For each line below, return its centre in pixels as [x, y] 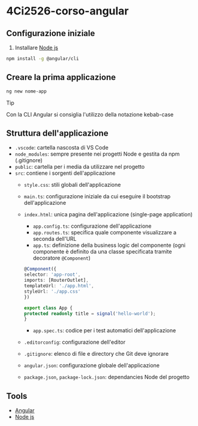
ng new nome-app [26, 91]
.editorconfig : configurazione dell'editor [75, 342]
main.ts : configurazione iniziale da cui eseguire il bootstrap [97, 196]
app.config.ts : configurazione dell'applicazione [92, 226]
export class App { [48, 308]
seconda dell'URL [55, 239]
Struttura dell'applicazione [57, 133]
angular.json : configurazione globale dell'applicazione [92, 365]
